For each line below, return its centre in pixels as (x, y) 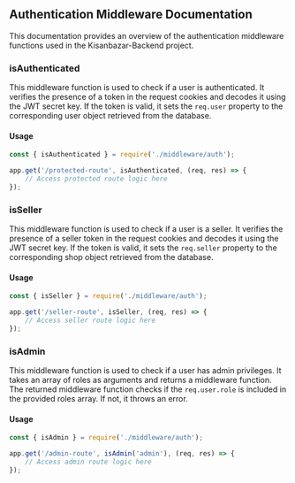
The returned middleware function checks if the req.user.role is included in (148, 389)
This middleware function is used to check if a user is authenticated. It (137, 88)
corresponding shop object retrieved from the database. (111, 257)
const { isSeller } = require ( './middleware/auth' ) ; (108, 296)
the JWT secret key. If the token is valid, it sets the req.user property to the (146, 106)
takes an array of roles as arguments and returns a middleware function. (140, 380)
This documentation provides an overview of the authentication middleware (147, 35)
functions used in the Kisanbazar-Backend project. (102, 45)
